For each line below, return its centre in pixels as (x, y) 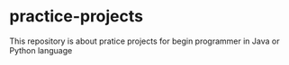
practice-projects (77, 16)
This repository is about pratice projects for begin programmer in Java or (144, 41)
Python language (41, 50)
